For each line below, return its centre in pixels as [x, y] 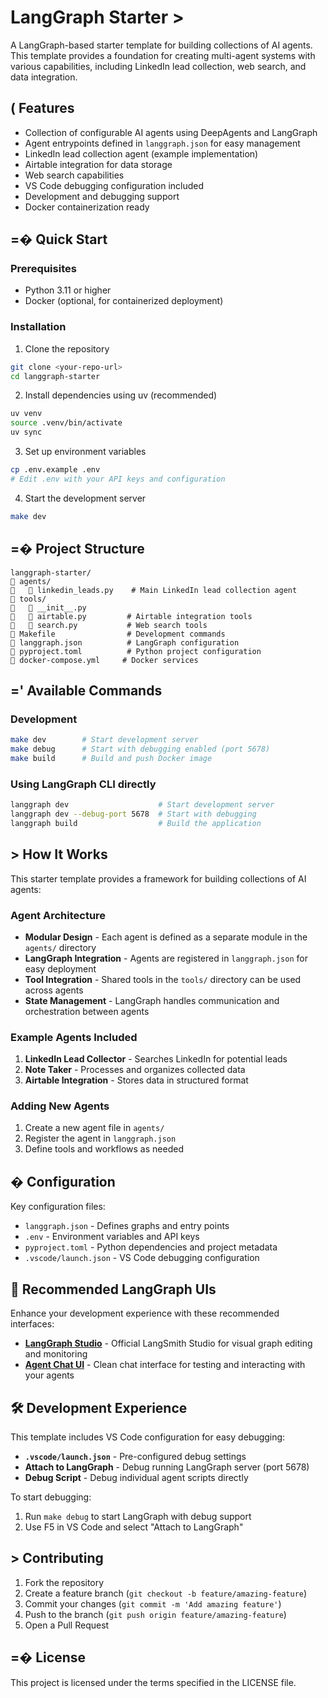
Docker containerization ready [87, 207]
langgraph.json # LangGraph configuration [125, 642]
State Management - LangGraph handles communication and [152, 1000]
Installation [38, 327]
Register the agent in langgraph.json [100, 1138]
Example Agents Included [74, 1037]
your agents [49, 1375]
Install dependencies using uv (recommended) [121, 395]
